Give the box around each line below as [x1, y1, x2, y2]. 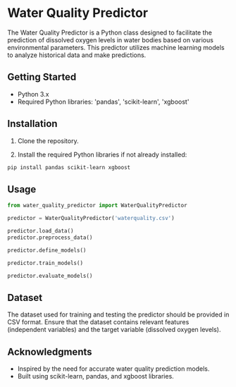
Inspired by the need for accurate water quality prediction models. [17, 364, 210, 373]
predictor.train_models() [7, 259, 83, 266]
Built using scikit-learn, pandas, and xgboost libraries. [17, 372, 174, 380]
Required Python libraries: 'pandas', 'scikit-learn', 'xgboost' [17, 97, 190, 106]
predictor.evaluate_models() [7, 272, 93, 279]
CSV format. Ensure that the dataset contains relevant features [7, 318, 190, 326]
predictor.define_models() [7, 247, 87, 254]
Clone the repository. [17, 136, 79, 145]
